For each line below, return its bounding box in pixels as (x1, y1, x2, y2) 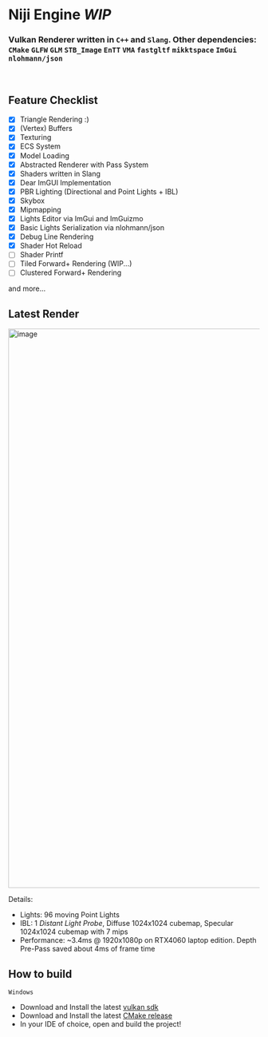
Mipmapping (19, 205, 61, 214)
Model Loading (19, 150, 70, 161)
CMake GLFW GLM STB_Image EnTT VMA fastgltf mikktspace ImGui (8, 46, 238, 55)
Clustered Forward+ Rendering (19, 268, 122, 277)
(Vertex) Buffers (19, 124, 73, 133)
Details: (8, 895, 33, 904)
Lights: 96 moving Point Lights (19, 910, 120, 920)
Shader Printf (19, 250, 64, 260)
